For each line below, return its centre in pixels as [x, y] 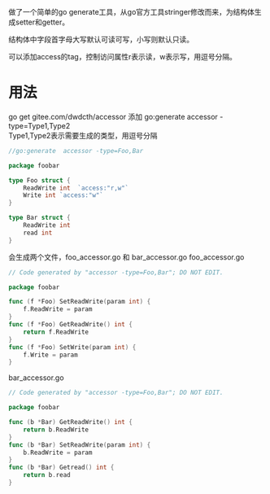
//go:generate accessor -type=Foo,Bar [76, 151]
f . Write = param [51, 355]
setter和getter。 [42, 22]
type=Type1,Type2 [39, 125]
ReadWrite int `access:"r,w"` [76, 188]
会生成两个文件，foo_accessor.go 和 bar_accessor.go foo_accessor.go [126, 257]
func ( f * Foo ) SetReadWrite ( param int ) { [80, 302]
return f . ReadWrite [56, 332]
